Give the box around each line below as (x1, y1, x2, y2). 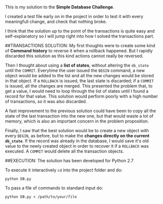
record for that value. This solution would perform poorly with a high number (5, 93, 158, 99)
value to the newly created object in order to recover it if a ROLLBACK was (5, 143, 149, 149)
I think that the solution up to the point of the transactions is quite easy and (5, 28, 155, 34)
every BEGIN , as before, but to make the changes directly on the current (5, 133, 149, 138)
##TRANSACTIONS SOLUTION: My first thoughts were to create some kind (5, 43, 155, 48)
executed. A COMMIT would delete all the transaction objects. (5, 148, 124, 154)
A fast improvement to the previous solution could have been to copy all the (5, 108, 156, 114)
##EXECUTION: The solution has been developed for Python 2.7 (5, 158, 134, 163)
